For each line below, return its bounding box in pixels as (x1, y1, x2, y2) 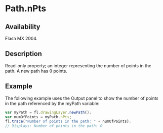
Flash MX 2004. (5, 35, 38, 41)
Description (5, 50, 42, 58)
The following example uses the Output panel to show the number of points (5, 95, 159, 101)
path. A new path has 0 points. (5, 68, 68, 74)
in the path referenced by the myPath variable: (5, 100, 100, 106)
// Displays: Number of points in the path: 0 (5, 124, 103, 129)
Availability (5, 23, 41, 31)
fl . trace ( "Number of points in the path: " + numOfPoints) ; (5, 119, 132, 124)
